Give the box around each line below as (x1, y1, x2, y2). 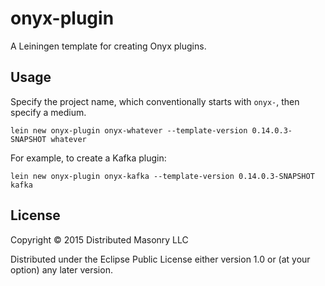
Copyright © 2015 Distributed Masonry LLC (10, 233, 189, 246)
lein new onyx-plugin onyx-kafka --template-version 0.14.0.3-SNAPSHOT (10, 171, 315, 181)
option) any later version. (10, 263, 113, 276)
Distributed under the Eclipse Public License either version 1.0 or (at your (10, 253, 311, 265)
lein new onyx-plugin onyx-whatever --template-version (10, 125, 248, 136)
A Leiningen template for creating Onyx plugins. (10, 40, 207, 52)
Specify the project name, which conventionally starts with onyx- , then (10, 95, 300, 107)
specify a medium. (10, 106, 87, 118)
